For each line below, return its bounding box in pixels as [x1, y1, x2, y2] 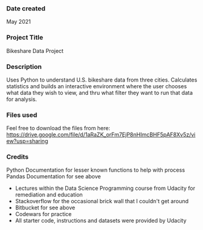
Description [6, 62, 42, 71]
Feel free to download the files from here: [6, 125, 111, 132]
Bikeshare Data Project [6, 47, 64, 54]
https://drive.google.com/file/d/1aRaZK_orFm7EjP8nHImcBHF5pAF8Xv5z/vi [6, 131, 196, 138]
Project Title [6, 33, 44, 42]
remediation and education [15, 191, 84, 198]
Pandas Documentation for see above [6, 173, 101, 180]
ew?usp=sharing [6, 138, 49, 145]
